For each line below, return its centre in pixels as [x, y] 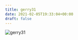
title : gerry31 [21, 10]
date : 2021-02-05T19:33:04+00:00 [39, 14]
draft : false [18, 19]
